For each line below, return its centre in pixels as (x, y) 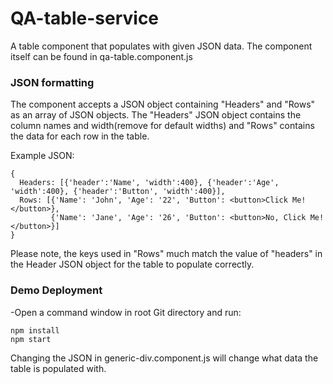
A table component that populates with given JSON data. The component (161, 46)
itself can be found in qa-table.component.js (101, 56)
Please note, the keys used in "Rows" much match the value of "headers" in (166, 254)
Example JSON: (42, 156)
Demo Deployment (56, 290)
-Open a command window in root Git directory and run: (126, 312)
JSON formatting (52, 82)
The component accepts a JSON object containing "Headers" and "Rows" (163, 104)
